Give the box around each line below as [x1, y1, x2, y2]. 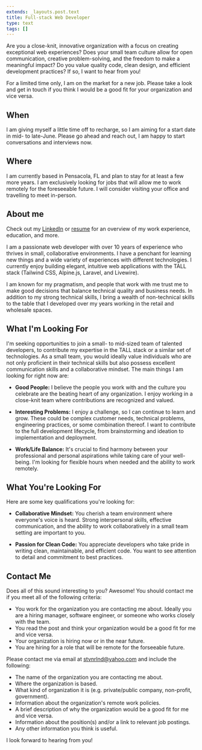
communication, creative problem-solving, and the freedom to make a [6, 55, 180, 62]
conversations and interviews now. [6, 139, 92, 146]
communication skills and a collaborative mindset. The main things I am [6, 365, 184, 373]
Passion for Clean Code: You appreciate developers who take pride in [14, 541, 190, 548]
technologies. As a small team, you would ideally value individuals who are [6, 353, 192, 360]
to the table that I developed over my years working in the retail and [6, 300, 174, 307]
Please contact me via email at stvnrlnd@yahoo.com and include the [6, 656, 177, 663]
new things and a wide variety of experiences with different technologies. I [6, 256, 192, 263]
